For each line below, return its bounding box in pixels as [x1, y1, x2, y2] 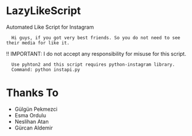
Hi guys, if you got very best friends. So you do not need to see [11, 35, 181, 40]
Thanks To [6, 86, 59, 100]
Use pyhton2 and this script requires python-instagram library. [11, 62, 176, 67]
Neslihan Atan [14, 118, 49, 125]
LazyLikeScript [6, 4, 81, 18]
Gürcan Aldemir [14, 124, 53, 131]
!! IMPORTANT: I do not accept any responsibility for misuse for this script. [6, 50, 187, 57]
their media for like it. [6, 40, 69, 46]
